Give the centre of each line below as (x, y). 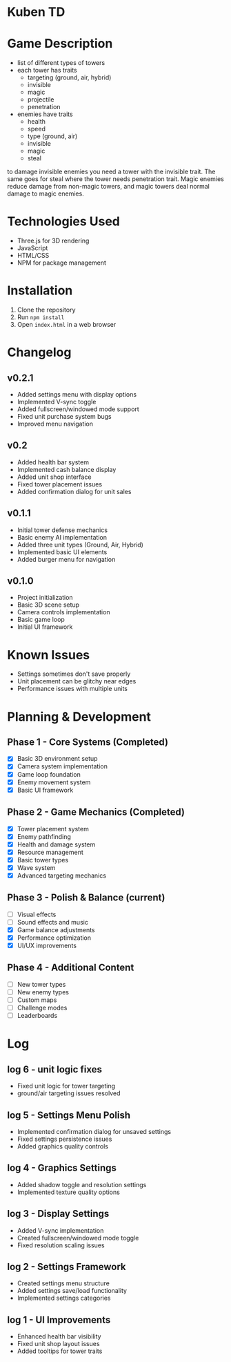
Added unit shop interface (54, 477)
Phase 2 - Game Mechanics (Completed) (96, 812)
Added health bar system (53, 462)
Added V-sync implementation (60, 1230)
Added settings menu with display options (77, 394)
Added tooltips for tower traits (60, 1351)
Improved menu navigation (55, 424)
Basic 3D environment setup (57, 759)
